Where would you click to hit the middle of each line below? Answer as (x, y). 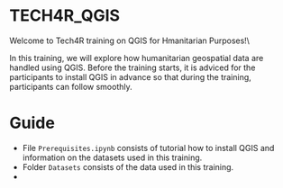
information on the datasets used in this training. (112, 157)
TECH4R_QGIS (64, 16)
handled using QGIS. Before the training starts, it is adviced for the (132, 67)
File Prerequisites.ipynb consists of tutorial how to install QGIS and (148, 148)
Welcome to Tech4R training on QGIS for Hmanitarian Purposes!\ (130, 40)
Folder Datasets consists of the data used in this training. (128, 166)
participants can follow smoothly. (71, 86)
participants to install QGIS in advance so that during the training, (131, 76)
